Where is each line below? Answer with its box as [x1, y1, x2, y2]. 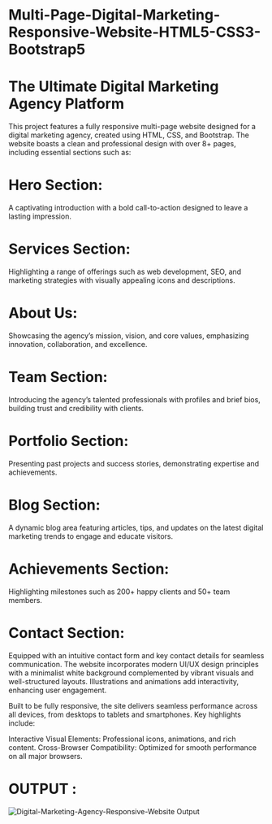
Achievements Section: [8, 559, 170, 578]
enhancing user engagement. [8, 685, 107, 695]
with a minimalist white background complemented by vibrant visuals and [8, 668, 254, 678]
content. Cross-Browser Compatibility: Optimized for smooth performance [8, 742, 257, 752]
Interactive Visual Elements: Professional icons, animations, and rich [8, 734, 236, 744]
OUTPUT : [8, 779, 77, 798]
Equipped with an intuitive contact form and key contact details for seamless [8, 650, 265, 660]
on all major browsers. [8, 751, 83, 761]
